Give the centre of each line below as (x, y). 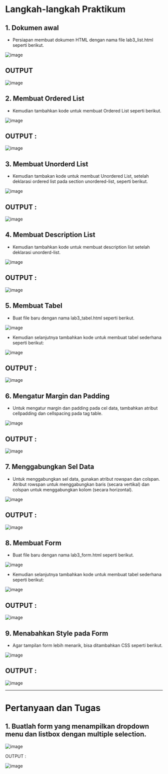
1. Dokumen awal (32, 28)
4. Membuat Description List (50, 235)
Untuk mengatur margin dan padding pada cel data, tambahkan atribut (85, 408)
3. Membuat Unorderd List (47, 164)
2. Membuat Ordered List (45, 99)
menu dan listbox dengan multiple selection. (76, 734)
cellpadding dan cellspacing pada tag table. (57, 413)
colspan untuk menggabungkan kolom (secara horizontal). (73, 489)
